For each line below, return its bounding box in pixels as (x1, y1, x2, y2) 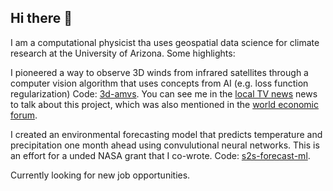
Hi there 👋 (10, 10, 73, 27)
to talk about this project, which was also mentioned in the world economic (10, 98, 320, 110)
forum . (10, 109, 38, 121)
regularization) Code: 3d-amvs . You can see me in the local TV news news (10, 87, 318, 100)
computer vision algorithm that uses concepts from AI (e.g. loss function (10, 77, 309, 89)
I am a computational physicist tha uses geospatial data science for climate (10, 36, 320, 48)
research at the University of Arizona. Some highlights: (10, 47, 236, 59)
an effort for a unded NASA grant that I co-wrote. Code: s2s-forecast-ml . (10, 149, 311, 161)
